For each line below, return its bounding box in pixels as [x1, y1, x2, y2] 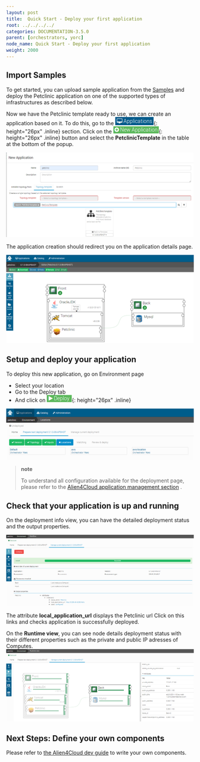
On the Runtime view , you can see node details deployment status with [6, 630, 182, 637]
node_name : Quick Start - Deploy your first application [6, 41, 151, 47]
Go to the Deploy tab [14, 388, 66, 395]
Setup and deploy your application [6, 355, 137, 365]
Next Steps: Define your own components [6, 733, 165, 744]
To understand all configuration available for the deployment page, [20, 477, 185, 484]
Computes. [6, 642, 33, 649]
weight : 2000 [6, 48, 39, 54]
